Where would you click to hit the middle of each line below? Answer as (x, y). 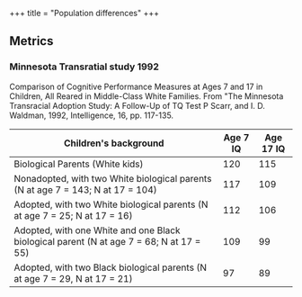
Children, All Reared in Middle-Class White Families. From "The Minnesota (147, 96)
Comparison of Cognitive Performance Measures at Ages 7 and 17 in (136, 86)
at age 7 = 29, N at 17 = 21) (73, 278)
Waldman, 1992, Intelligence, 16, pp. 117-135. (91, 115)
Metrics (31, 41)
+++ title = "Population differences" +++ (84, 13)
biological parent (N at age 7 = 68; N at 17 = (107, 241)
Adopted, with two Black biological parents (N (111, 267)
